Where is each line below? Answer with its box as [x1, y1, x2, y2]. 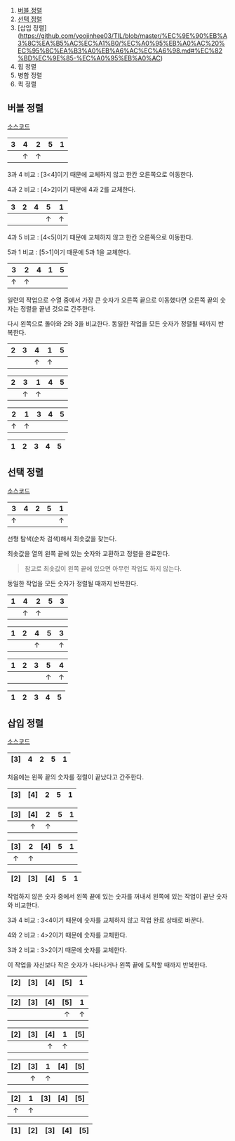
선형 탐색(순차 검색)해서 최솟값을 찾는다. [7, 534, 117, 543]
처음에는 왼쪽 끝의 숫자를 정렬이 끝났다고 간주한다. [7, 773, 145, 781]
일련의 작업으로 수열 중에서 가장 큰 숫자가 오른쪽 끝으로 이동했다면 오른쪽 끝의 [7, 296, 219, 304]
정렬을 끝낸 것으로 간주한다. [20, 304, 96, 312]
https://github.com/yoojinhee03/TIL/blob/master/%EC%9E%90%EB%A [20, 32, 228, 40]
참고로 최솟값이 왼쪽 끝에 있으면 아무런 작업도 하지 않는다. [24, 564, 182, 572]
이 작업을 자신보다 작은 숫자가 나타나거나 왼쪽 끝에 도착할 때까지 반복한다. [7, 961, 208, 969]
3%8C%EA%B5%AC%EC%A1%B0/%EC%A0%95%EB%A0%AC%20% [17, 39, 226, 47]
